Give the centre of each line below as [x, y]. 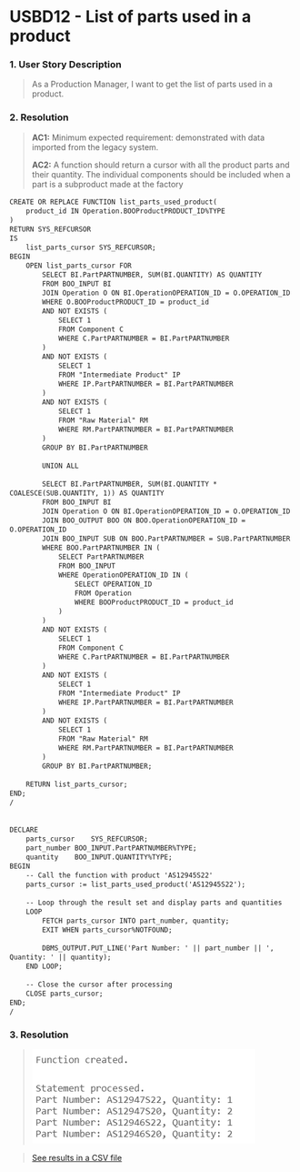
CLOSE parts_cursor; [65, 994]
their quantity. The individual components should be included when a [161, 174]
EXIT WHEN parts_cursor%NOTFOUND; [107, 930]
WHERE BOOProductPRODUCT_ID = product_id [154, 602]
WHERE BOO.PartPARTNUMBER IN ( [101, 548]
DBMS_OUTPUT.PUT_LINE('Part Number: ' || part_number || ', [158, 948]
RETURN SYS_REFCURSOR [50, 229]
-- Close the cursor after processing [99, 985]
